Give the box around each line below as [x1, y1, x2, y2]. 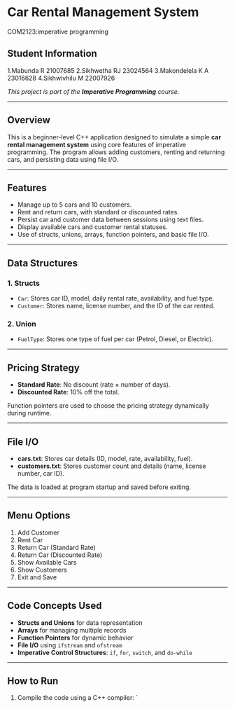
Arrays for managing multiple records [17, 626, 127, 634]
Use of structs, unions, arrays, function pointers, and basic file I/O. [17, 230, 210, 239]
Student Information [7, 48, 98, 60]
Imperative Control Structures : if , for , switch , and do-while [17, 648, 192, 656]
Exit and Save [17, 572, 57, 581]
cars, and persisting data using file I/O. [7, 155, 119, 163]
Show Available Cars [17, 558, 77, 566]
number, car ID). [17, 469, 64, 477]
